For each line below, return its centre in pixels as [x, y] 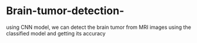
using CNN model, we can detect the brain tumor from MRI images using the [98, 27]
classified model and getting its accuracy [56, 33]
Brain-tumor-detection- [65, 11]
